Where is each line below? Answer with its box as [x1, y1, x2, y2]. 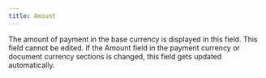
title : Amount [8, 11, 57, 20]
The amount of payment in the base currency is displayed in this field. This [8, 34, 258, 44]
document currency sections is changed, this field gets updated [8, 51, 222, 61]
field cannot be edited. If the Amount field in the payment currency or [8, 42, 241, 53]
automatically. [8, 60, 55, 70]
